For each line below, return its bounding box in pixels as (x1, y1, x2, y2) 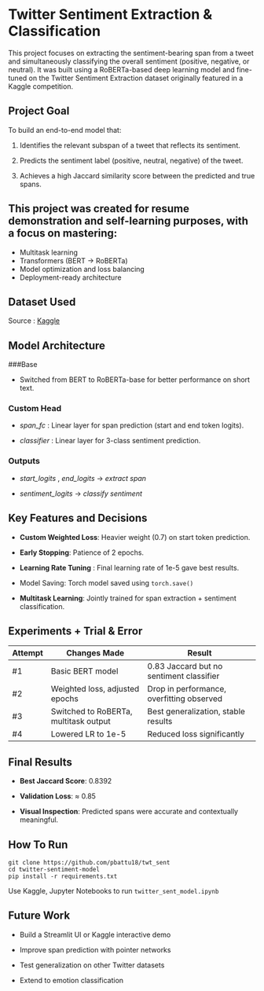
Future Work (8, 909, 71, 923)
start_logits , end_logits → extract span (19, 473, 147, 483)
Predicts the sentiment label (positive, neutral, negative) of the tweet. (19, 156, 244, 165)
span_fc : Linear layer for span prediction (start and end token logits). (19, 420, 244, 430)
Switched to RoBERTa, (50, 706, 133, 717)
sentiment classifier (147, 670, 220, 681)
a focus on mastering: (8, 226, 118, 240)
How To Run (8, 838, 68, 851)
